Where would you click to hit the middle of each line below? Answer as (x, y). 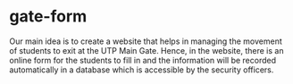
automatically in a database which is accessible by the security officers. (142, 70)
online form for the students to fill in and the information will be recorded (143, 60)
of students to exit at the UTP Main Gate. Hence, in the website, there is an (146, 50)
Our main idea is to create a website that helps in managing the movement (146, 41)
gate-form (48, 17)
